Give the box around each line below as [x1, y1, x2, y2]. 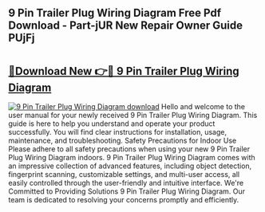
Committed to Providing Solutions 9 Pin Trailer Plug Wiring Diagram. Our [8, 186, 246, 196]
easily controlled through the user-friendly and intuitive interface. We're [8, 179, 244, 187]
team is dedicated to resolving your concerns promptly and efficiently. [8, 195, 239, 204]
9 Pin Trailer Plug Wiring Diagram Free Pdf [8, 6, 222, 20]
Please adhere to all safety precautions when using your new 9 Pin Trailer [8, 144, 250, 154]
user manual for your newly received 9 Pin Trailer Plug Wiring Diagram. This [8, 111, 258, 120]
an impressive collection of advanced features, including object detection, [8, 161, 252, 171]
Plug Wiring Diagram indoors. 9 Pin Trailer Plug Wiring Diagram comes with [8, 153, 255, 162]
